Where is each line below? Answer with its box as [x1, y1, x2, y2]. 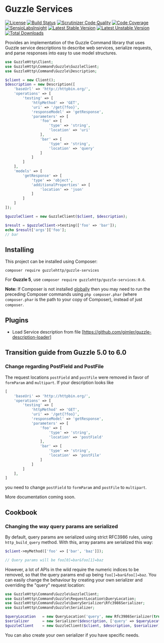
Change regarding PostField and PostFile [5, 363, 104, 370]
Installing [5, 245, 34, 254]
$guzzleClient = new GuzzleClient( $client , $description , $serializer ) [5, 623, 161, 628]
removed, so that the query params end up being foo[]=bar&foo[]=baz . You [5, 571, 157, 577]
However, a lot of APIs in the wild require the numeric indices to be [5, 566, 139, 572]
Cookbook [5, 508, 38, 516]
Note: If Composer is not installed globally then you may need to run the [5, 286, 150, 292]
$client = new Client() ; [5, 77, 56, 82]
